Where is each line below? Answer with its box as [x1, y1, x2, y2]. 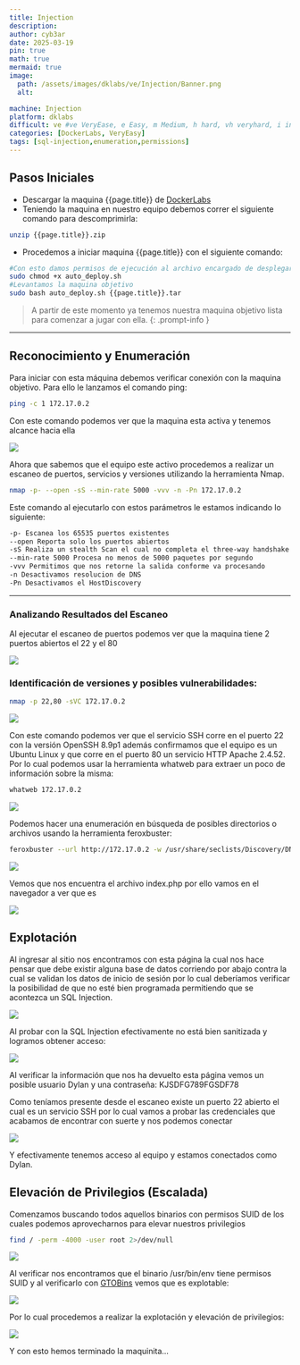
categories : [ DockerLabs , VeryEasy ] [9, 129, 146, 139]
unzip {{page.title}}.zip [9, 230, 105, 240]
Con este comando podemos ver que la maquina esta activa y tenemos [9, 415, 271, 426]
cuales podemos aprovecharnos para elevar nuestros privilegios [9, 1218, 246, 1229]
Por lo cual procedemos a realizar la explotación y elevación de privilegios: [9, 1311, 285, 1323]
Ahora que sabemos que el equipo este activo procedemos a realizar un [9, 459, 274, 469]
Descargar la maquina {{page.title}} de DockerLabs [21, 194, 212, 205]
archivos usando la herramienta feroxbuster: [9, 828, 172, 838]
